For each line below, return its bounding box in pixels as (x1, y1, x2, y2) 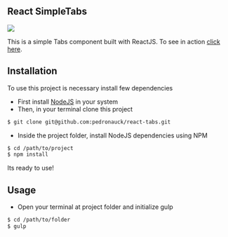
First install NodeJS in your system (17, 97, 119, 106)
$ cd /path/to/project (7, 144, 74, 151)
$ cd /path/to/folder (7, 217, 71, 224)
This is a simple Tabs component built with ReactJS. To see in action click (7, 37, 221, 46)
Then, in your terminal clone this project (17, 104, 133, 113)
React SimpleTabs (7, 6, 88, 18)
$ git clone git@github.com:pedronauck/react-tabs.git (7, 118, 171, 126)
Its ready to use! (7, 164, 55, 172)
